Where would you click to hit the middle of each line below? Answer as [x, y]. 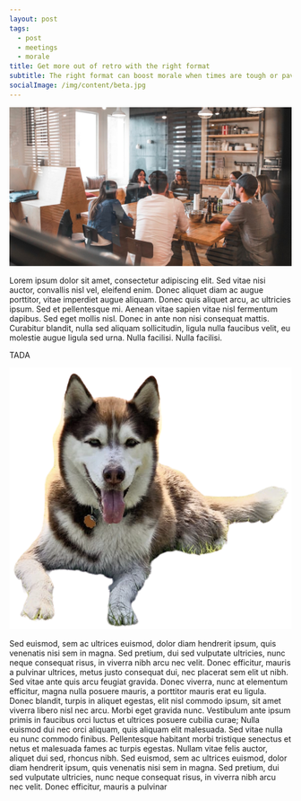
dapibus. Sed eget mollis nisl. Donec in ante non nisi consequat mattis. [140, 319]
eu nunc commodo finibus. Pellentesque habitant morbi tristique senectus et [150, 739]
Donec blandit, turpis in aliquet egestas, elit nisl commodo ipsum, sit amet [146, 700]
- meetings [38, 48]
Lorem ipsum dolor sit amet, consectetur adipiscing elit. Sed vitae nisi [138, 281]
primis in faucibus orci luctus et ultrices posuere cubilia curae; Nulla [134, 719]
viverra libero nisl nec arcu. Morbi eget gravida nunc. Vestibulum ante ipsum [150, 710]
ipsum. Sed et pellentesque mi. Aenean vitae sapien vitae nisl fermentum [144, 309]
